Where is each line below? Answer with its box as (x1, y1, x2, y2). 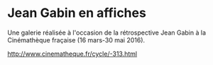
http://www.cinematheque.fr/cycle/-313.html (7, 49, 137, 58)
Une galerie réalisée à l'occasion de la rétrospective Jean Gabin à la (7, 28, 207, 37)
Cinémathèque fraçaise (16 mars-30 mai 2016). (7, 35, 146, 44)
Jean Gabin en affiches (7, 5, 147, 21)
